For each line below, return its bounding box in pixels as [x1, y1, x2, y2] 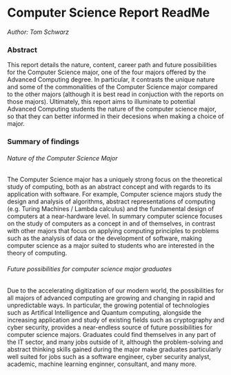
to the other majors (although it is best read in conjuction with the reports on [7, 90, 224, 98]
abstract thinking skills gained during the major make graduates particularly [7, 345, 222, 354]
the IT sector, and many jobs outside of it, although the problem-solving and [7, 338, 223, 346]
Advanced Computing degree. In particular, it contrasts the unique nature [7, 75, 215, 84]
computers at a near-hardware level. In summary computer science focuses [7, 212, 223, 221]
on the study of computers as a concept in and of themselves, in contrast [7, 219, 216, 228]
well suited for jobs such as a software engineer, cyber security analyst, [7, 352, 212, 360]
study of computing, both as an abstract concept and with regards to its [7, 183, 212, 191]
